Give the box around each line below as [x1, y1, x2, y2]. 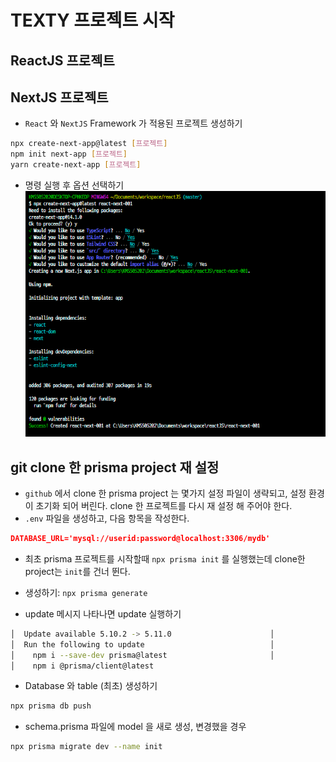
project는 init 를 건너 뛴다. [24, 565, 131, 577]
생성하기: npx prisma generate [24, 586, 148, 598]
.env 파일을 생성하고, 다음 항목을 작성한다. [24, 512, 190, 525]
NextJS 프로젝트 [10, 89, 109, 106]
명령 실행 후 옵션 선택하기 [24, 179, 125, 191]
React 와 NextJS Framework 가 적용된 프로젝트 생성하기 [24, 117, 243, 130]
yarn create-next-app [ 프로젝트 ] [10, 160, 142, 170]
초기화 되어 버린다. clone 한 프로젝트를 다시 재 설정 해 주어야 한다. [35, 500, 293, 512]
